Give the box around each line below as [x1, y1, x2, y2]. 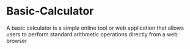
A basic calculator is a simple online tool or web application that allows [6, 24, 185, 31]
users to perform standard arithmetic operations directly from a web [6, 30, 178, 38]
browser [6, 37, 27, 44]
